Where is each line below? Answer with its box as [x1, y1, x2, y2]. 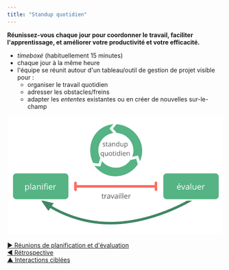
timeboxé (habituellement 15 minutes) [16, 51, 123, 60]
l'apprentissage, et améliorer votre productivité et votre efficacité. [7, 38, 200, 46]
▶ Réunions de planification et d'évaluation [7, 241, 129, 249]
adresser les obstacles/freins [27, 88, 110, 96]
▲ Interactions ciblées [7, 256, 71, 264]
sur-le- [189, 95, 209, 103]
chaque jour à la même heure [16, 58, 100, 66]
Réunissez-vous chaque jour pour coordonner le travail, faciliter [7, 31, 193, 39]
